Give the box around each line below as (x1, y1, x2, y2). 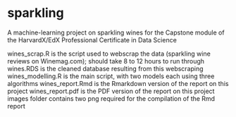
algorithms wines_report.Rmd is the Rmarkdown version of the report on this (7, 79, 229, 87)
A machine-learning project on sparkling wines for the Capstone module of (7, 28, 225, 37)
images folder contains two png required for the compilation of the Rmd (7, 94, 216, 103)
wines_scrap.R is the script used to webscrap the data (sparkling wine (7, 49, 211, 58)
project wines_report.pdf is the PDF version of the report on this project (7, 87, 215, 95)
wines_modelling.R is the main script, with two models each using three (7, 72, 215, 80)
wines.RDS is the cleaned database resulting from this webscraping (7, 64, 204, 73)
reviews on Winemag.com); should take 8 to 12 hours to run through (7, 56, 205, 65)
